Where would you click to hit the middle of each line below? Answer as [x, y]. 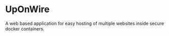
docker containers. [25, 28]
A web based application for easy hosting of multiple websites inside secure [85, 23]
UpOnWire [27, 9]
